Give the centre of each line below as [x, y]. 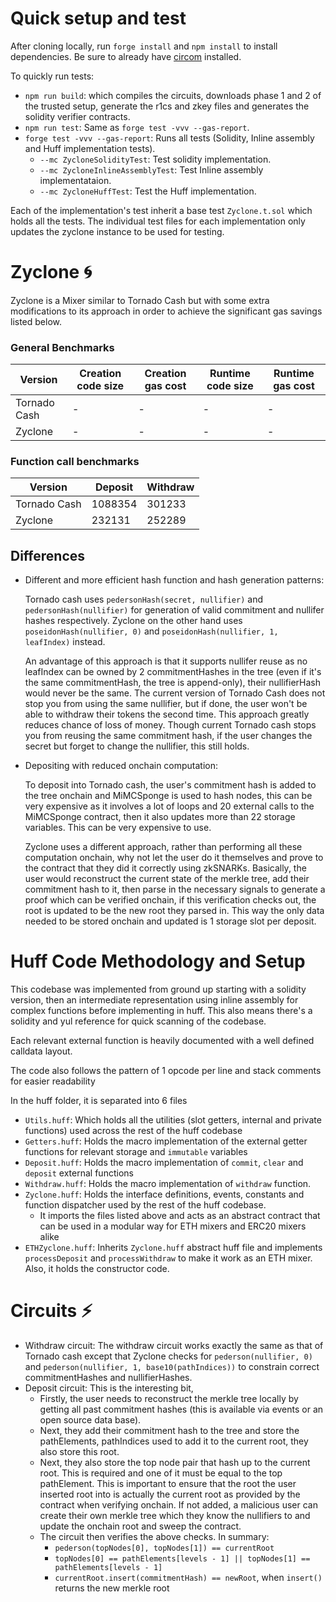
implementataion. [75, 180]
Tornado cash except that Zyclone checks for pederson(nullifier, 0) [168, 1356]
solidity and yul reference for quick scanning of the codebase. [138, 1021]
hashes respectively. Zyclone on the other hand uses [133, 621]
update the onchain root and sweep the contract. [140, 1526]
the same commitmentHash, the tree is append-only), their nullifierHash [173, 683]
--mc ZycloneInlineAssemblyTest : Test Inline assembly [151, 169]
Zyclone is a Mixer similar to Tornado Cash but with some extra [140, 300]
